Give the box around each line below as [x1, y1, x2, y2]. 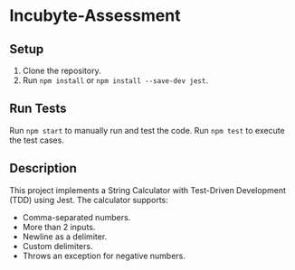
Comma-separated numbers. [22, 211, 131, 222]
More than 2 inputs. [22, 221, 96, 232]
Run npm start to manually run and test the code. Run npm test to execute [9, 125, 285, 135]
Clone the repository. [22, 65, 101, 76]
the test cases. [9, 135, 65, 145]
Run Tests [9, 101, 67, 116]
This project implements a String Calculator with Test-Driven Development [9, 184, 287, 195]
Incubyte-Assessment [9, 5, 181, 26]
